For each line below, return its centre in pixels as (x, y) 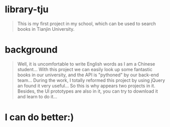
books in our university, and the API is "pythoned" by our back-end (88, 75)
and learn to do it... (37, 96)
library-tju (27, 9)
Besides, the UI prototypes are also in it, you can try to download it (88, 91)
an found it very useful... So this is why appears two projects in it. (86, 86)
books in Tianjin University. (46, 29)
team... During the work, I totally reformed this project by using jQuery (91, 80)
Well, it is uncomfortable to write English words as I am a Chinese (86, 64)
